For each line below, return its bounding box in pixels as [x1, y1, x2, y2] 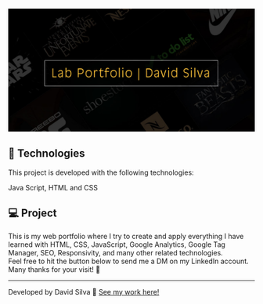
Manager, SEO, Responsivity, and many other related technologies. [8, 248, 223, 257]
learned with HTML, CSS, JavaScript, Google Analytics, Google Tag [8, 240, 225, 249]
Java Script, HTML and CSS [8, 183, 98, 192]
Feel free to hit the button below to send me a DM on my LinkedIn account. [8, 256, 249, 266]
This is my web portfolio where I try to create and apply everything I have [8, 231, 244, 241]
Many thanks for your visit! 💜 [8, 264, 101, 274]
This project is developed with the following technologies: [8, 168, 194, 177]
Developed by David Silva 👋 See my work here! [8, 287, 160, 296]
